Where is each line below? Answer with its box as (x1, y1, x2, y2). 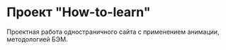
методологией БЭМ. (6, 35, 68, 43)
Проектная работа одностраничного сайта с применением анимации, (6, 27, 220, 36)
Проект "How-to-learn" (6, 4, 151, 20)
